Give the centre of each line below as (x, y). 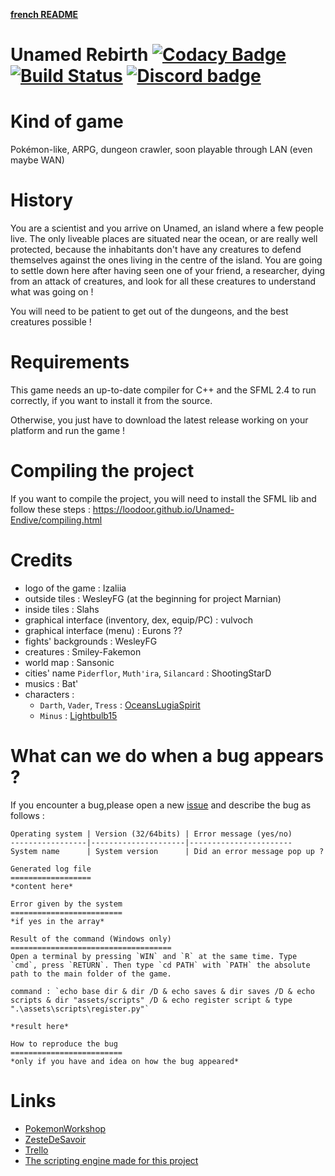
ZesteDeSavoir (55, 1139)
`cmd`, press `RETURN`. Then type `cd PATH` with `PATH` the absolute (160, 965)
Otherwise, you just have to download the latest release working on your (159, 420)
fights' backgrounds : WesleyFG (91, 641)
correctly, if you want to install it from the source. (111, 400)
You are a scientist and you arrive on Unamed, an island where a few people (167, 228)
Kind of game (67, 121)
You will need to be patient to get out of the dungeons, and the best (149, 311)
